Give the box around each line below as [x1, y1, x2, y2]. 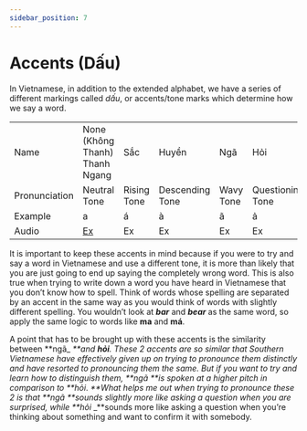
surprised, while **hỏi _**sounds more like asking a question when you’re [9, 401, 286, 412]
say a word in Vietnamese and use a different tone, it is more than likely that [9, 258, 295, 268]
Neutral [82, 184, 115, 196]
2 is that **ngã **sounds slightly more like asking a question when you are [9, 392, 291, 403]
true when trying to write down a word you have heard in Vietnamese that [9, 277, 286, 288]
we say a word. [9, 102, 67, 113]
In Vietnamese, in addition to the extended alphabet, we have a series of [9, 83, 281, 94]
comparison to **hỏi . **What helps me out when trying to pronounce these [9, 382, 295, 393]
